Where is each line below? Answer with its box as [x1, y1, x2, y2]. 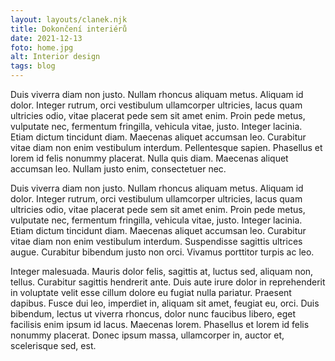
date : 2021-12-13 [10, 33, 83, 43]
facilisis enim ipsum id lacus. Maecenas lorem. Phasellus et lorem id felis [10, 319, 310, 330]
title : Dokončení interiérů [10, 24, 128, 34]
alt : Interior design [10, 52, 101, 62]
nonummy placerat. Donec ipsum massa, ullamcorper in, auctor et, [10, 329, 285, 341]
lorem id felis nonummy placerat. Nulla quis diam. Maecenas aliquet [10, 152, 289, 164]
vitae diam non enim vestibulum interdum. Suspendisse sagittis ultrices [10, 236, 303, 247]
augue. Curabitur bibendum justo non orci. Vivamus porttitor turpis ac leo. [10, 246, 315, 258]
